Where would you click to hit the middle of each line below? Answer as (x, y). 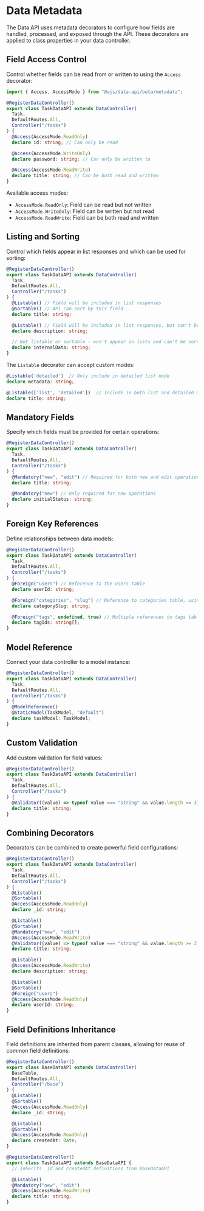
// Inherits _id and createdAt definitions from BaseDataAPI (91, 1168)
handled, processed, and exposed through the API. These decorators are (98, 33)
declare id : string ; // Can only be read (65, 142)
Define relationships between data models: (60, 539)
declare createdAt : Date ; (45, 1141)
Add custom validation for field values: (54, 758)
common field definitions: (38, 1050)
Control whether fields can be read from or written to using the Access (93, 74)
